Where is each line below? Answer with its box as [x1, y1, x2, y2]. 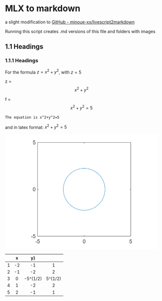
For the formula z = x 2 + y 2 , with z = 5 [5, 68, 81, 75]
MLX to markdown [5, 3, 81, 14]
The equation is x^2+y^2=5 [5, 115, 60, 120]
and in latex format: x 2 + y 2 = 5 [5, 123, 67, 130]
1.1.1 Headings [5, 57, 39, 64]
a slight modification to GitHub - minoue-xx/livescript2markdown [5, 19, 135, 25]
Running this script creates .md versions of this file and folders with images [5, 28, 156, 34]
